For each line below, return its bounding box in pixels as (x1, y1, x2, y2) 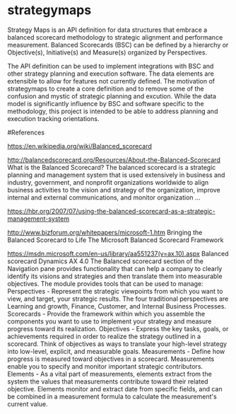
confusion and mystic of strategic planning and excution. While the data (7, 91, 217, 100)
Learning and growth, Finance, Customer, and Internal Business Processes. (7, 301, 226, 310)
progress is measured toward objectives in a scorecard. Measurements (7, 355, 215, 363)
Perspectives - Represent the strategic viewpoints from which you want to (7, 287, 223, 295)
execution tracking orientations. (7, 114, 100, 122)
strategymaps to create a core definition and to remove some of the (7, 84, 204, 93)
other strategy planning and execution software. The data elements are (7, 69, 214, 78)
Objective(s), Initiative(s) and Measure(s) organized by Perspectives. (7, 48, 207, 57)
